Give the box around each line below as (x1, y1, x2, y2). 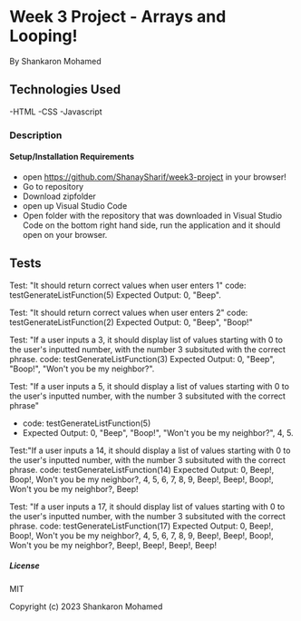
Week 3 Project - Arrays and (9, 6, 227, 27)
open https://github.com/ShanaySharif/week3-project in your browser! (22, 171, 287, 182)
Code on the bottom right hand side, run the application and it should (22, 220, 281, 231)
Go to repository (22, 181, 84, 192)
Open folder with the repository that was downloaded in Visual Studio (22, 210, 283, 221)
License (9, 560, 41, 571)
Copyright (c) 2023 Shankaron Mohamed (9, 601, 163, 612)
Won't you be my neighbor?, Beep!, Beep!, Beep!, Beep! (9, 539, 218, 550)
